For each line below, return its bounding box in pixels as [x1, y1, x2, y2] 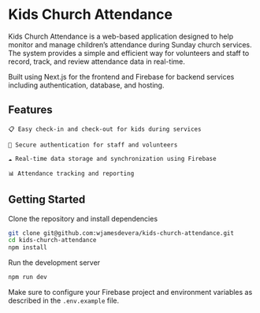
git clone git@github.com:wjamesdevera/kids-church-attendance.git [8, 229, 235, 237]
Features [8, 103, 53, 117]
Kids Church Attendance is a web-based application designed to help [8, 32, 234, 41]
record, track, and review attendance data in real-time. [8, 57, 185, 66]
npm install [8, 244, 47, 252]
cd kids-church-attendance [8, 237, 97, 244]
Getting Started [8, 193, 86, 207]
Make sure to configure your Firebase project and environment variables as [8, 288, 253, 297]
